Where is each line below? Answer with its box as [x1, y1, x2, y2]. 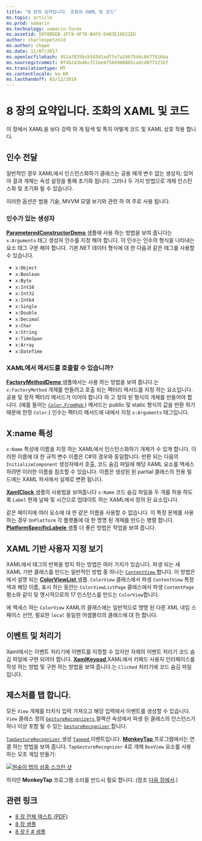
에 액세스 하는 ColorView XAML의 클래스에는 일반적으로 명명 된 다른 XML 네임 [6, 604, 190, 611]
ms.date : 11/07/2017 [6, 48, 58, 54]
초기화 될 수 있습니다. [24, 185, 74, 192]
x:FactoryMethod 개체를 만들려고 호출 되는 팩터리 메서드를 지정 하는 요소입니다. [6, 386, 193, 393]
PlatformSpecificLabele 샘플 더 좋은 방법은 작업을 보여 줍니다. [6, 524, 157, 531]
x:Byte [14, 278, 32, 284]
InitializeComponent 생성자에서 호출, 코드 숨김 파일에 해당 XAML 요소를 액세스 [6, 460, 195, 468]
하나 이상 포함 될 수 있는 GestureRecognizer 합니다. [6, 722, 128, 730]
